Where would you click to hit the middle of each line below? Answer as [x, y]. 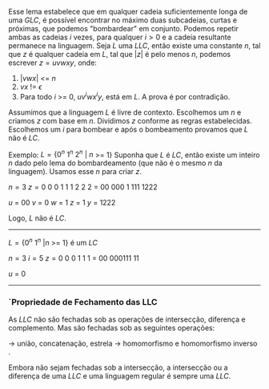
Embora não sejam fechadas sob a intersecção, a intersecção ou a [118, 367]
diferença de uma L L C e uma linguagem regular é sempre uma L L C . [120, 376]
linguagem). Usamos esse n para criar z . [75, 172]
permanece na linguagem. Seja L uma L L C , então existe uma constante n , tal [134, 46]
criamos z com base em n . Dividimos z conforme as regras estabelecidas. [130, 120]
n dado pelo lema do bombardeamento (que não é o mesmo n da [115, 163]
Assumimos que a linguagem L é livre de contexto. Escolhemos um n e [125, 112]
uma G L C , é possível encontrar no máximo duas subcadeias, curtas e [123, 20]
